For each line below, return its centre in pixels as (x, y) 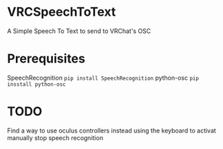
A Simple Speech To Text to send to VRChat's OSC (79, 31)
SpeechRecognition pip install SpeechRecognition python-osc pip (103, 78)
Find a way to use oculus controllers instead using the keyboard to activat (112, 130)
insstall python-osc (37, 84)
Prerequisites (46, 59)
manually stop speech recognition (55, 137)
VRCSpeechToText (62, 12)
